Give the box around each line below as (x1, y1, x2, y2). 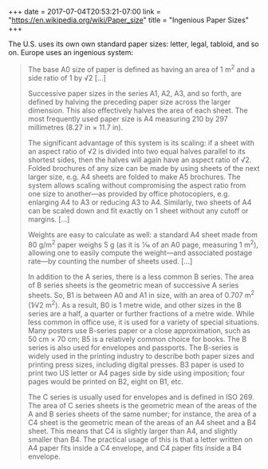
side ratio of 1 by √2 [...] (27, 73, 106, 82)
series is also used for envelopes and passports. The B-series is (27, 343, 239, 352)
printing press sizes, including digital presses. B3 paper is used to (27, 360, 245, 369)
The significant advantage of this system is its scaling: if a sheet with (27, 137, 255, 147)
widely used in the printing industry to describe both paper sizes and (27, 351, 254, 360)
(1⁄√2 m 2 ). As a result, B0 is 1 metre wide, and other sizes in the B (27, 299, 242, 310)
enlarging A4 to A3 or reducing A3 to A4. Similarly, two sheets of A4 (27, 197, 252, 207)
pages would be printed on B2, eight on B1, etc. (27, 376, 183, 386)
